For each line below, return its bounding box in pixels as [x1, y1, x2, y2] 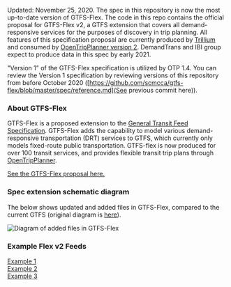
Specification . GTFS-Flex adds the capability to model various [7, 127, 186, 135]
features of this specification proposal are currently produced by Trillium [7, 36, 216, 44]
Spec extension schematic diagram [7, 187, 130, 197]
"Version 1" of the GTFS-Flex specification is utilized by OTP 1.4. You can [7, 64, 217, 72]
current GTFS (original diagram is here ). [7, 210, 121, 219]
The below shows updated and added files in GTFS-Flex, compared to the [7, 203, 220, 211]
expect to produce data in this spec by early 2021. [7, 50, 151, 59]
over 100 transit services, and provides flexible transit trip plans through [7, 149, 214, 157]
